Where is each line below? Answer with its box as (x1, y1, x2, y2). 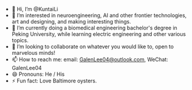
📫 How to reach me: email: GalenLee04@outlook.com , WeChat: (11, 56, 168, 63)
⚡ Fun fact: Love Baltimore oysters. (11, 77, 97, 84)
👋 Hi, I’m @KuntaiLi (11, 6, 58, 12)
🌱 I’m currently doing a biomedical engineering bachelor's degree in (11, 24, 177, 31)
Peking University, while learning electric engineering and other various (11, 31, 186, 38)
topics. (11, 37, 29, 44)
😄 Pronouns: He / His (11, 71, 65, 78)
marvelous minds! (11, 49, 56, 56)
